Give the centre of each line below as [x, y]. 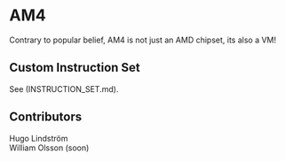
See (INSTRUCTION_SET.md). [64, 88]
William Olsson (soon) [49, 148]
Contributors [46, 117]
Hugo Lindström [39, 138]
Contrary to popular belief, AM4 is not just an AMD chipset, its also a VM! [143, 40]
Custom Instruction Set [75, 68]
